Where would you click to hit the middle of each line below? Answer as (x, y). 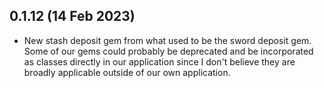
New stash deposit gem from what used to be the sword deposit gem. (167, 40)
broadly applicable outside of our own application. (127, 72)
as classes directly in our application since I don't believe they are (159, 61)
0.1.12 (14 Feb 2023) (72, 16)
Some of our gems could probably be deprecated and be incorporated (168, 51)
